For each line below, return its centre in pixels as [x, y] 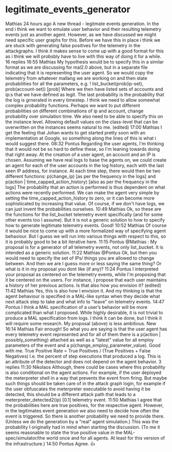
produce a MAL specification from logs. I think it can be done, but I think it [84, 318]
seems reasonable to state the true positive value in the [64, 433]
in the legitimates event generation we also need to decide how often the [82, 410]
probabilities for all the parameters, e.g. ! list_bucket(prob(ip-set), [74, 84]
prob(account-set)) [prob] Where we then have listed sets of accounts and [84, 89]
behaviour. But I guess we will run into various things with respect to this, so [85, 236]
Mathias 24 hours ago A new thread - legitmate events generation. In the [82, 24]
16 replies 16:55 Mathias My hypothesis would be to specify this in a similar [85, 62]
